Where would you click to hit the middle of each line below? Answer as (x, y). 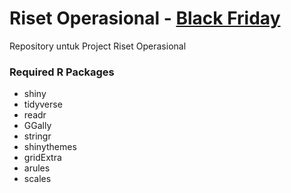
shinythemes (50, 147)
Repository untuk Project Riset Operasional (98, 46)
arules (37, 168)
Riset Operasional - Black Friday (145, 18)
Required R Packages (62, 72)
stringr (37, 136)
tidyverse (43, 104)
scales (37, 179)
